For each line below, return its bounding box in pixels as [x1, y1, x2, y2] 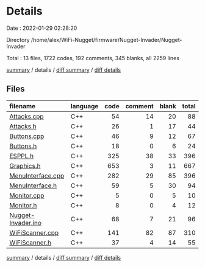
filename [9, 102, 36, 110]
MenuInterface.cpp [9, 172, 65, 180]
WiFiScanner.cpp [9, 228, 59, 237]
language [70, 102, 99, 110]
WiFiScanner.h [9, 238, 52, 247]
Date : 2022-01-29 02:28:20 [6, 24, 77, 32]
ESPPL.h [9, 151, 34, 160]
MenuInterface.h [9, 181, 57, 190]
